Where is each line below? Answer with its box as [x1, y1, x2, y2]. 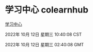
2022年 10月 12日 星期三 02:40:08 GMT [5, 41, 84, 47]
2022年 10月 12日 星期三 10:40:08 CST [5, 31, 82, 37]
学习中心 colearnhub [5, 4, 89, 15]
